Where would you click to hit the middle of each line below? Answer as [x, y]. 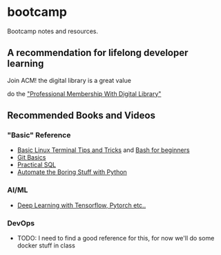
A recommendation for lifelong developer [98, 53]
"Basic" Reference [39, 135]
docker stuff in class [46, 245]
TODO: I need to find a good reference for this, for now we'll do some [116, 238]
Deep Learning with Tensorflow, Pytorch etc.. [81, 205]
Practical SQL [37, 165]
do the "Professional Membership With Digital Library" [84, 93]
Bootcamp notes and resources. [53, 31]
